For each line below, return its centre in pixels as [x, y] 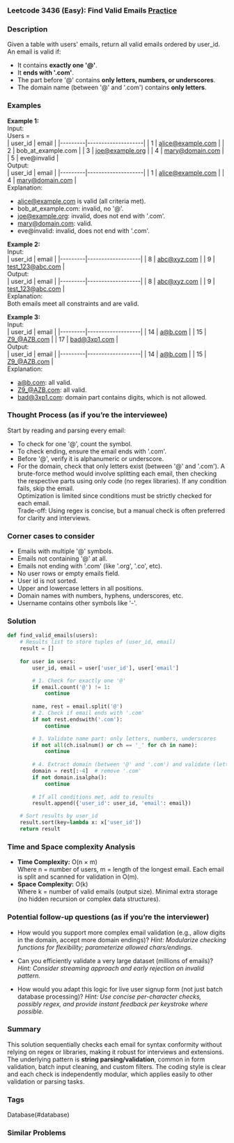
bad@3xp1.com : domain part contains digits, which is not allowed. [112, 397]
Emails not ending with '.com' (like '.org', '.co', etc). [89, 566]
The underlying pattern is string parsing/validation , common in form [106, 1059]
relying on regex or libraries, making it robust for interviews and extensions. [116, 1052]
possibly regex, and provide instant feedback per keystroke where [112, 1004]
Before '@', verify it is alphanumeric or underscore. [91, 458]
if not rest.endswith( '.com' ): [78, 719]
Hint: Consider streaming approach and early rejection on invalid [110, 968]
